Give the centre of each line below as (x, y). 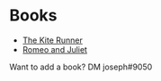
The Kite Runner (53, 40)
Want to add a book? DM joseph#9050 (81, 67)
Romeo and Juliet (55, 49)
